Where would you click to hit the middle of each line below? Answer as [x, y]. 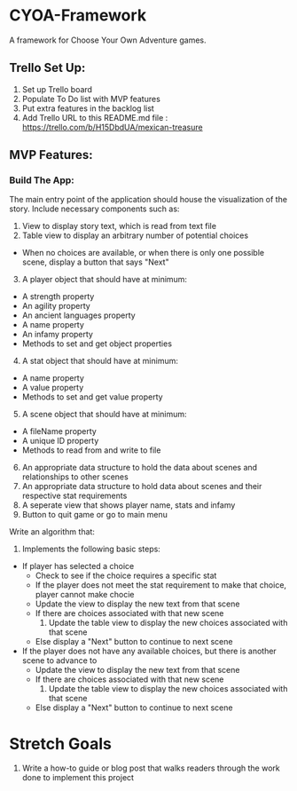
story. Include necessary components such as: [94, 209]
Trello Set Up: [47, 68]
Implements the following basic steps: [91, 549]
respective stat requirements [74, 496]
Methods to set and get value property [92, 397]
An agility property [56, 306]
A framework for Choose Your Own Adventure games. [108, 40]
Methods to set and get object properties [97, 344]
